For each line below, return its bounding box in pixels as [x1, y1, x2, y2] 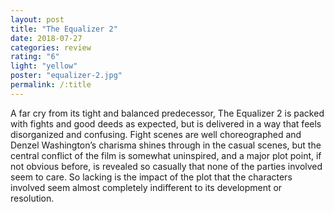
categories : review [10, 42, 92, 53]
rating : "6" [10, 52, 60, 62]
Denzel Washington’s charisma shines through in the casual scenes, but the [10, 139, 322, 151]
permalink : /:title [10, 80, 92, 90]
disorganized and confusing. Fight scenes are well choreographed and [10, 128, 302, 140]
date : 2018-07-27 [10, 33, 83, 43]
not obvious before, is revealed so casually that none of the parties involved [10, 160, 323, 172]
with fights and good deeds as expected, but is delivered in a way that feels [10, 117, 322, 130]
